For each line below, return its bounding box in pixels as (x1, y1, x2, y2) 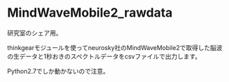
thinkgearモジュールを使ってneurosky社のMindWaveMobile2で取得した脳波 (7, 43, 223, 51)
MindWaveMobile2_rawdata (7, 5, 173, 21)
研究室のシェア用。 (7, 28, 62, 37)
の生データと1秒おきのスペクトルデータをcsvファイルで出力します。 (7, 52, 201, 60)
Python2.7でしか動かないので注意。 (7, 67, 110, 75)
